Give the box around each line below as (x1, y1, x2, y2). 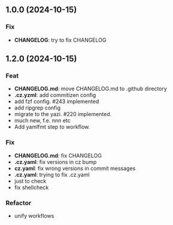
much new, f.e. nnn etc (14, 117, 71, 124)
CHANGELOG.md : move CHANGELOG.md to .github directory (14, 85, 167, 92)
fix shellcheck (14, 184, 49, 191)
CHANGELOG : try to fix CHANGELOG (14, 36, 107, 44)
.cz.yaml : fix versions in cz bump (14, 158, 97, 165)
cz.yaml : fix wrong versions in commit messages (14, 165, 136, 172)
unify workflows (14, 212, 54, 219)
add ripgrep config (14, 104, 61, 111)
